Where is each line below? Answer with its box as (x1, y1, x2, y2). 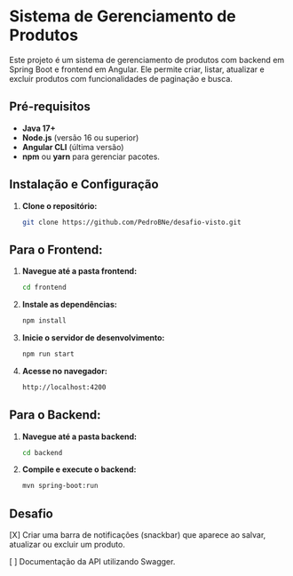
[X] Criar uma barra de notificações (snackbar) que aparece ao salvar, (9, 530, 266, 540)
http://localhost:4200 (21, 382, 107, 392)
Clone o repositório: (21, 200, 98, 211)
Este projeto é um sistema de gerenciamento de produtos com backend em (9, 54, 285, 65)
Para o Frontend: (9, 242, 104, 257)
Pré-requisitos (9, 100, 91, 115)
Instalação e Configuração (9, 177, 159, 192)
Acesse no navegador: (21, 365, 108, 376)
